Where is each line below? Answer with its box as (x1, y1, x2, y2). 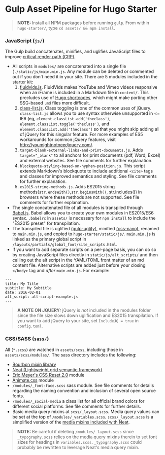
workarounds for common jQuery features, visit (19, 137, 116, 142)
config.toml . (17, 323, 43, 329)
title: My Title (5, 281, 38, 286)
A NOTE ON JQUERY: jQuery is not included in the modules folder (17, 307, 151, 314)
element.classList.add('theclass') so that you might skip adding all (19, 126, 160, 132)
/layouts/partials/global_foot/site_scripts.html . (12, 242, 118, 247)
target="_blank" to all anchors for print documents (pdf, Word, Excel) (19, 152, 161, 158)
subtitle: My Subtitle (5, 286, 52, 291)
